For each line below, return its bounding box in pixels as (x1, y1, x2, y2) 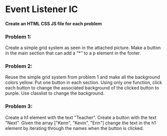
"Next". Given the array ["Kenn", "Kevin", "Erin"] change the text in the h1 (5, 120, 156, 126)
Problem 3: (5, 103, 33, 110)
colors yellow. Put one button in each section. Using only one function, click (5, 79, 162, 85)
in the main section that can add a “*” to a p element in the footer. (5, 50, 141, 56)
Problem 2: (5, 63, 33, 69)
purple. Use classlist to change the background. (5, 90, 105, 97)
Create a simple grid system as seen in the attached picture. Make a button (5, 44, 161, 51)
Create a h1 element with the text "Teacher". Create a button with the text (5, 114, 157, 120)
